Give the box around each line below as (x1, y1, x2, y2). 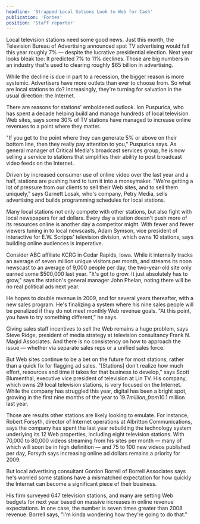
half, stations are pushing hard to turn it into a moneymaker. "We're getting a (6, 177, 193, 185)
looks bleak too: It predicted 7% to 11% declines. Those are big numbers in (6, 55, 189, 63)
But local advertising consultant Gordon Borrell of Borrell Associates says (6, 468, 186, 475)
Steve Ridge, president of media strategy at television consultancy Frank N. (6, 332, 191, 339)
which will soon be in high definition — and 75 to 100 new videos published (6, 443, 190, 451)
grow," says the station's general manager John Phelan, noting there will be (6, 277, 192, 284)
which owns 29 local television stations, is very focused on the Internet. (6, 381, 182, 389)
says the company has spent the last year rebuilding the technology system (6, 424, 192, 431)
